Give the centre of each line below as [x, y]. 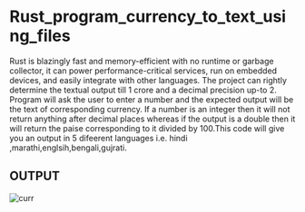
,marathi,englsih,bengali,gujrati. [68, 148]
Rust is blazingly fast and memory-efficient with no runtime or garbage [142, 61]
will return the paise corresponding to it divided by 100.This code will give [147, 128]
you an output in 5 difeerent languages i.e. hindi [98, 138]
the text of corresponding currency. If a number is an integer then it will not [150, 109]
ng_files [40, 36]
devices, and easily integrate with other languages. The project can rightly [148, 80]
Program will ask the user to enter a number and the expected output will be [152, 99]
